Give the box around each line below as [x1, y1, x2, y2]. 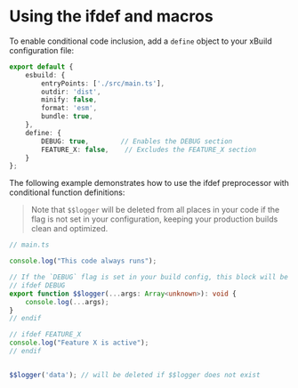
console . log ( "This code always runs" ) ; [9, 256, 157, 266]
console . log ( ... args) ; [25, 297, 109, 306]
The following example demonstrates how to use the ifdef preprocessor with [9, 178, 289, 189]
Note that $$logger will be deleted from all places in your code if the [30, 205, 280, 215]
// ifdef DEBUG [9, 280, 66, 290]
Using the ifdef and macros [9, 6, 213, 27]
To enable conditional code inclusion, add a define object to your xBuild [9, 36, 273, 46]
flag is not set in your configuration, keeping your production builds [30, 214, 278, 224]
